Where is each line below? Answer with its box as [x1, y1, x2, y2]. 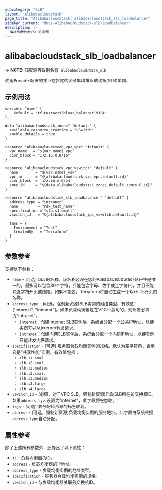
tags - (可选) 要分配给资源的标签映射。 [12, 403, 89, 409]
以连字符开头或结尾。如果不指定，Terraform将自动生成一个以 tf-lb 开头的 [12, 288, 158, 294]
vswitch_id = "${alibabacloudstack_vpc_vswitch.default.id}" [9, 212, 139, 217]
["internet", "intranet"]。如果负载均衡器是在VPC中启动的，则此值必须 [12, 307, 149, 312]
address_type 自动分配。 [12, 415, 59, 421]
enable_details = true [9, 131, 55, 136]
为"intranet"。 [12, 312, 40, 318]
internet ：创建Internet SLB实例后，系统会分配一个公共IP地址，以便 [19, 319, 154, 325]
